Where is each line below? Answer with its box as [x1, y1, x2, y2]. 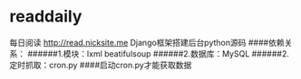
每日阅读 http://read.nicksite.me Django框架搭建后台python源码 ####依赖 [9, 37, 285, 48]
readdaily [9, 6, 83, 27]
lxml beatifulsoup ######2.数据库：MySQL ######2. [86, 48, 290, 59]
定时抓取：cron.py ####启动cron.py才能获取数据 [9, 59, 192, 70]
